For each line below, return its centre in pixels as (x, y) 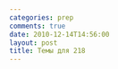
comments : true (38, 26)
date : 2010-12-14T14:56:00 (59, 34)
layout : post (34, 43)
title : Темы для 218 (48, 51)
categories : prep (42, 17)
